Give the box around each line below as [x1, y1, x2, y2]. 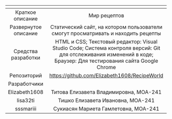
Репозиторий [9, 72, 42, 79]
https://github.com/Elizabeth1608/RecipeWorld [49, 72, 164, 79]
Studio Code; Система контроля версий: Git [52, 44, 160, 52]
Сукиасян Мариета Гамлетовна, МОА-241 [53, 105, 160, 112]
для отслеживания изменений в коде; [59, 51, 154, 58]
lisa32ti [16, 97, 35, 104]
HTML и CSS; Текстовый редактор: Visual [55, 38, 158, 45]
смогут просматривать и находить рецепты [51, 30, 161, 37]
